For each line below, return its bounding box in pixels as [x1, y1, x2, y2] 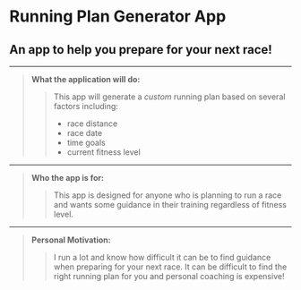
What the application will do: [30, 74, 141, 84]
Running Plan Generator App [9, 6, 227, 27]
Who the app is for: [30, 173, 105, 183]
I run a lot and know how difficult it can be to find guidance [53, 252, 271, 262]
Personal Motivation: [30, 235, 112, 245]
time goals [66, 137, 106, 148]
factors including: [53, 101, 119, 111]
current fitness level [66, 147, 141, 158]
